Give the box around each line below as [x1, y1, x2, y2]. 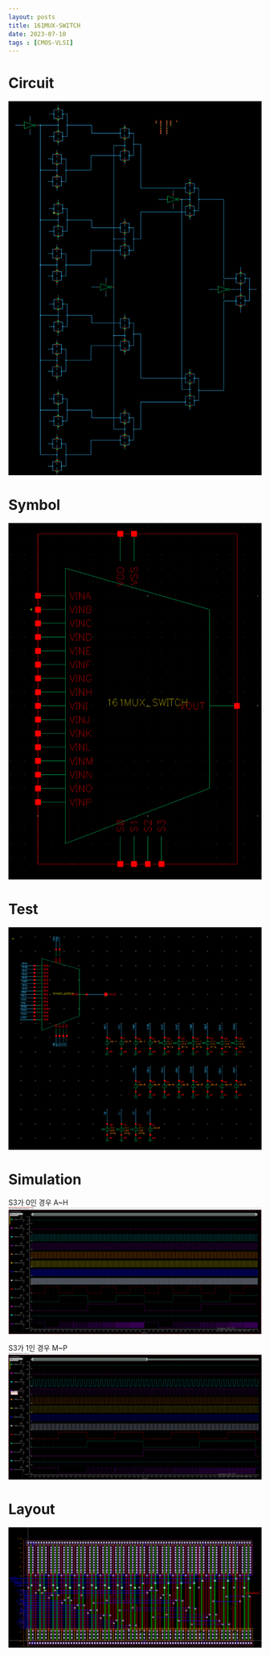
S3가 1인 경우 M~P [8, 1343, 68, 1353]
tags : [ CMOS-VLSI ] [8, 39, 74, 47]
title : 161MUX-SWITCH [8, 21, 81, 30]
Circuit [8, 74, 55, 93]
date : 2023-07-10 [8, 30, 67, 38]
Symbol [8, 495, 61, 514]
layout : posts [8, 13, 56, 21]
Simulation [8, 1170, 82, 1188]
